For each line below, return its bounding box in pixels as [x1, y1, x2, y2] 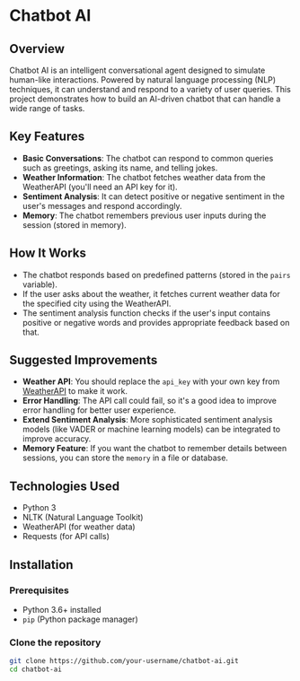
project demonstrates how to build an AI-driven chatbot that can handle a [9, 93, 281, 104]
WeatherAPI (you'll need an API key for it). [22, 181, 178, 192]
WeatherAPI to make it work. [22, 386, 128, 397]
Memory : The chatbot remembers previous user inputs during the [22, 210, 267, 221]
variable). [22, 279, 58, 290]
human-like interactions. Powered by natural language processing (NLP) [9, 74, 277, 85]
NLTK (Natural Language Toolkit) [22, 512, 144, 523]
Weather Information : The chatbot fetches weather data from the [22, 171, 266, 182]
